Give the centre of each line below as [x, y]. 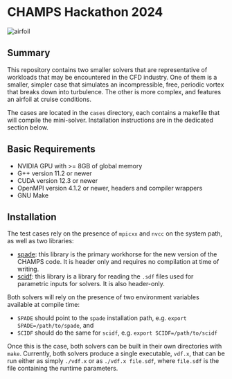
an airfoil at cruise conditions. [50, 99]
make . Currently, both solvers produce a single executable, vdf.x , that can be [116, 353]
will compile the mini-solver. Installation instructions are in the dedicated [110, 120]
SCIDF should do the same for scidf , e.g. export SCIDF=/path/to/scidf [117, 333]
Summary [29, 53]
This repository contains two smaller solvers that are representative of [107, 69]
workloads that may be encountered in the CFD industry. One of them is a [112, 77]
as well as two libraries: [41, 241]
